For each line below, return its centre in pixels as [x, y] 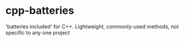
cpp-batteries [40, 11]
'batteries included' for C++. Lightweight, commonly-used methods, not [92, 26]
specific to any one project [38, 32]
